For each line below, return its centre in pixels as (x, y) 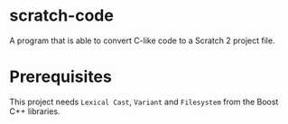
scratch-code (62, 16)
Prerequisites (61, 77)
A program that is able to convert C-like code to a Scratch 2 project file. (142, 40)
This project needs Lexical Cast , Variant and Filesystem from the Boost (144, 102)
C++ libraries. (35, 111)
